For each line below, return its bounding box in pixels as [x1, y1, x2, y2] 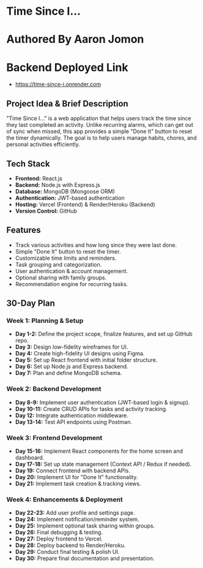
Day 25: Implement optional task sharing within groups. [15, 522, 155, 529]
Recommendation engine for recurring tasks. [15, 280, 128, 287]
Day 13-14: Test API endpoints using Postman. [15, 418, 133, 425]
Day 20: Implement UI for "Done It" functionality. [15, 474, 138, 481]
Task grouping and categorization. [15, 260, 102, 268]
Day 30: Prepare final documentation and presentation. [15, 555, 155, 562]
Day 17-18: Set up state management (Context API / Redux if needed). [15, 461, 192, 468]
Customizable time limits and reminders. [15, 254, 117, 262]
